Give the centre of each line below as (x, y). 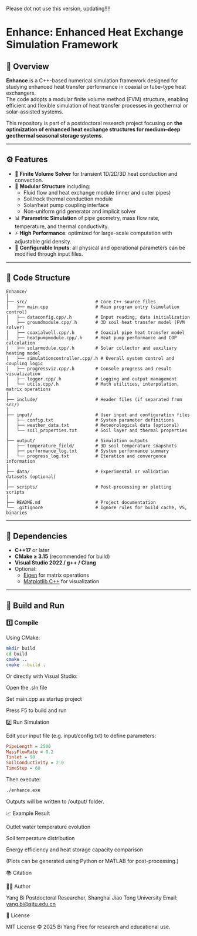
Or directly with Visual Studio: (42, 676)
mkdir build (21, 648)
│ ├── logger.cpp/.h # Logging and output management (91, 379)
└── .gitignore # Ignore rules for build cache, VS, (97, 507)
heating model (23, 353)
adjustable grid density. (43, 241)
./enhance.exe (23, 790)
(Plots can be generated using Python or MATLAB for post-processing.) (92, 861)
